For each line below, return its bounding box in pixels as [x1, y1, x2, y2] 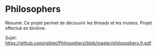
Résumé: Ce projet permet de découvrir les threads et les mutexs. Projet [5, 20, 152, 26]
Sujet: [5, 35, 17, 41]
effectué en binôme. [5, 25, 46, 31]
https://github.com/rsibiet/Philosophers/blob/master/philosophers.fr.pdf [5, 40, 152, 46]
